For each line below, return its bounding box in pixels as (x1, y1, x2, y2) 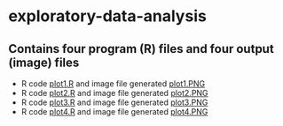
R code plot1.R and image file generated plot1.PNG (20, 78, 206, 89)
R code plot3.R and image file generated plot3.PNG (20, 97, 208, 107)
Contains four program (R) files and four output (8, 41, 274, 56)
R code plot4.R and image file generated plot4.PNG (20, 107, 208, 116)
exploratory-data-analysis (8, 6, 208, 26)
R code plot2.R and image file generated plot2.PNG (20, 88, 209, 98)
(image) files (8, 55, 80, 70)
